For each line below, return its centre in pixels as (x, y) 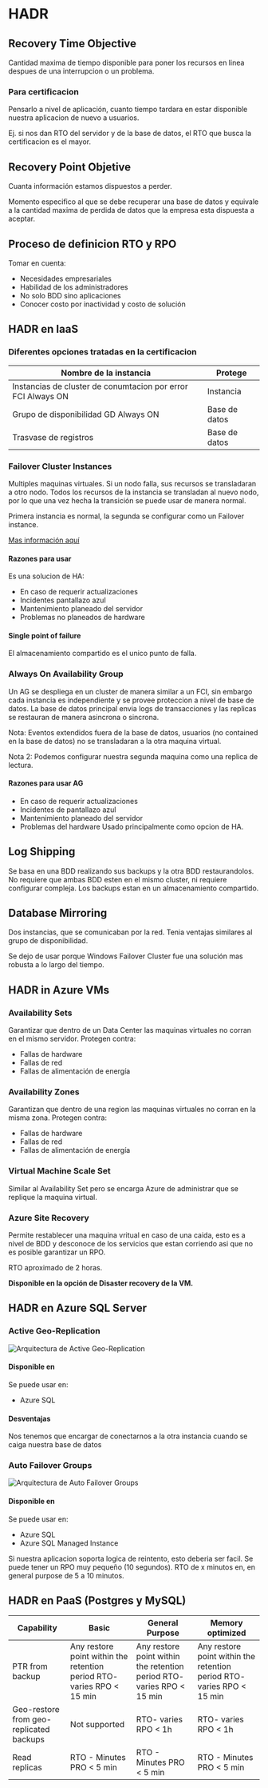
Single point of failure (45, 635)
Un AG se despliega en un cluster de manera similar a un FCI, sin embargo (130, 691)
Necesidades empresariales (65, 278)
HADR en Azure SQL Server (78, 1308)
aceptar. (22, 219)
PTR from (30, 1666)
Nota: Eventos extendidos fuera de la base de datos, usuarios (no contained (133, 732)
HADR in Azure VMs (59, 990)
